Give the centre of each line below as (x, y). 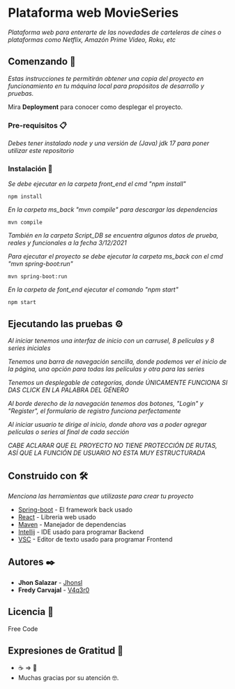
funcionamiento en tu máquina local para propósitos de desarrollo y (106, 86)
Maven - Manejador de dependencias (72, 524)
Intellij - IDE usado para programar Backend (81, 532)
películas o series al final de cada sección (69, 432)
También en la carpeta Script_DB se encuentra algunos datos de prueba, (113, 235)
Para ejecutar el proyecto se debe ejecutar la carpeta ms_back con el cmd (116, 256)
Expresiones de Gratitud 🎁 (66, 650)
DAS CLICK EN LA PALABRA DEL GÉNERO (68, 390)
